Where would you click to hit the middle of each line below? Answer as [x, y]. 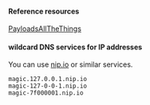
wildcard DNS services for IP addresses [75, 47]
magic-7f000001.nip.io [46, 93]
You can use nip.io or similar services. [71, 64]
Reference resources [44, 11]
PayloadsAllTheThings [45, 29]
